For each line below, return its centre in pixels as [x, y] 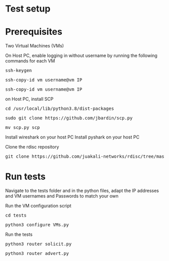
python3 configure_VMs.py [37, 225]
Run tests [25, 177]
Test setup [28, 9]
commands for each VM [30, 61]
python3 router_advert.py [37, 253]
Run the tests [19, 234]
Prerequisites [34, 32]
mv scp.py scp [23, 127]
